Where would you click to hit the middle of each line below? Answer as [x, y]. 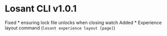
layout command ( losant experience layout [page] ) [60, 27]
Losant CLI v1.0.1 [41, 9]
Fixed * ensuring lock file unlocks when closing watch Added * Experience [83, 22]
